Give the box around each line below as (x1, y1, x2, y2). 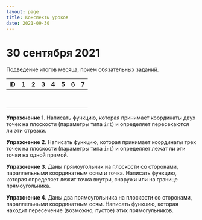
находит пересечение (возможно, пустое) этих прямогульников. (6, 207, 174, 214)
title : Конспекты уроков (6, 14, 69, 20)
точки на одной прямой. (6, 151, 69, 159)
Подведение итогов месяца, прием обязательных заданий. (6, 66, 159, 73)
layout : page (6, 8, 39, 15)
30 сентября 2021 (6, 46, 101, 60)
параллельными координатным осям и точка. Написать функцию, (6, 169, 177, 177)
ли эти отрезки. (6, 127, 46, 134)
